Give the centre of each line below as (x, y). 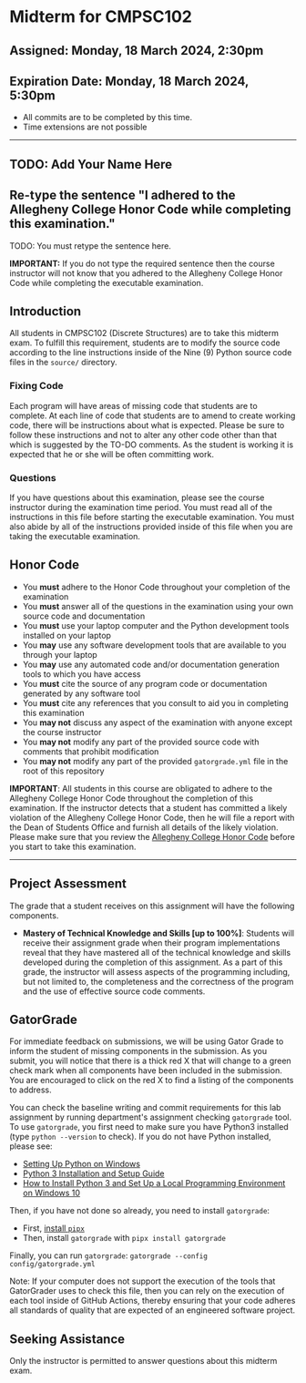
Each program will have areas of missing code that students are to (133, 405)
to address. (31, 1090)
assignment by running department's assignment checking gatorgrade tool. (151, 1117)
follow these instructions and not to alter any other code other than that (143, 435)
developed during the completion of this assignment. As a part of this (153, 962)
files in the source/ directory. (63, 363)
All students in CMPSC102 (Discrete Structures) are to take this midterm (144, 333)
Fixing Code (36, 386)
